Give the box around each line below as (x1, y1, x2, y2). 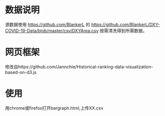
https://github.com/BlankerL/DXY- (91, 22, 161, 27)
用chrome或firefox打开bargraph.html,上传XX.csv (5, 105, 104, 111)
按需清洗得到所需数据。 (99, 27, 147, 33)
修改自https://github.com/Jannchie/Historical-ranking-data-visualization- (5, 64, 153, 70)
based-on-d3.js (5, 69, 37, 75)
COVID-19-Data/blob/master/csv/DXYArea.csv (5, 27, 99, 33)
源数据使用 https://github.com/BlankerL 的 (5, 22, 90, 27)
